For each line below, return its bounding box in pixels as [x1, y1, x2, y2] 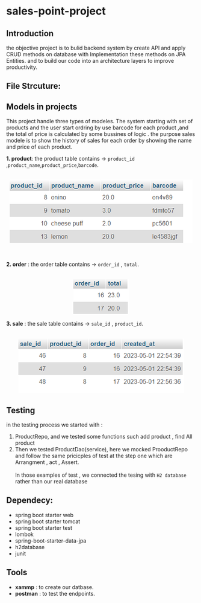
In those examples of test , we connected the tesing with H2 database [14, 471, 187, 479]
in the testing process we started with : [6, 421, 103, 428]
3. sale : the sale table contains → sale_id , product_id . [6, 320, 143, 327]
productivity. [6, 63, 38, 71]
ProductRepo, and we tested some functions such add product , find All [14, 433, 193, 440]
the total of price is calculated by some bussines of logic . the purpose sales [6, 131, 196, 138]
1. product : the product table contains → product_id [6, 155, 135, 163]
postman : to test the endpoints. [14, 590, 95, 597]
